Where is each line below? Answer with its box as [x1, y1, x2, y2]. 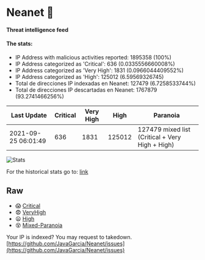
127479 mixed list [137, 125, 191, 133]
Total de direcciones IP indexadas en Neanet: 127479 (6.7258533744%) [15, 80, 196, 87]
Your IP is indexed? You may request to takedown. [6, 233, 132, 240]
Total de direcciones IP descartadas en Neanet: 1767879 [15, 86, 157, 94]
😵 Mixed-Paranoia [15, 221, 63, 229]
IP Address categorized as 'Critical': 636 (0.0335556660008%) [15, 60, 175, 67]
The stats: [6, 40, 33, 48]
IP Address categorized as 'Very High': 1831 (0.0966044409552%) [15, 67, 184, 74]
